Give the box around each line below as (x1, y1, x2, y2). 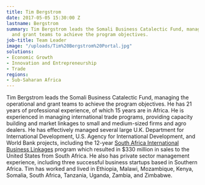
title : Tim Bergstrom (6, 9, 62, 15)
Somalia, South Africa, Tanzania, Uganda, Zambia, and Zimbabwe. (6, 172, 173, 179)
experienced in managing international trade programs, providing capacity (6, 114, 193, 121)
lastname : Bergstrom (6, 20, 59, 26)
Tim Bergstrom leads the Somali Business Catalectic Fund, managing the (6, 94, 189, 101)
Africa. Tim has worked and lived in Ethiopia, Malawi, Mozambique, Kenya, (6, 165, 193, 173)
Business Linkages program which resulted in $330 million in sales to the (6, 146, 190, 153)
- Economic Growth (6, 54, 53, 60)
